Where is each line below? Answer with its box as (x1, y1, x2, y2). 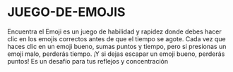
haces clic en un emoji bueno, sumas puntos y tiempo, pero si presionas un (7, 42, 227, 50)
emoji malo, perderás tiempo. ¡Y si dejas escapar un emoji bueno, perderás (7, 50, 225, 58)
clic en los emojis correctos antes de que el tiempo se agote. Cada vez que (7, 34, 226, 43)
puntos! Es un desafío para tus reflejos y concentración (7, 57, 168, 65)
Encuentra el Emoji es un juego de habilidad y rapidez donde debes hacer (7, 27, 222, 36)
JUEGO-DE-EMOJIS (7, 4, 126, 20)
